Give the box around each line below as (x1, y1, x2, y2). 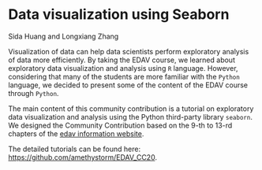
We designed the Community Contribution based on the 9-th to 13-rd (8, 120, 233, 130)
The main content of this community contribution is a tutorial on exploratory (8, 104, 254, 113)
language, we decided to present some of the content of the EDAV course (8, 80, 249, 90)
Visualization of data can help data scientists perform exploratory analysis (8, 46, 249, 56)
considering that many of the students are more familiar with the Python (8, 72, 241, 81)
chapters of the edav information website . (8, 128, 144, 139)
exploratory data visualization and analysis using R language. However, (8, 63, 238, 72)
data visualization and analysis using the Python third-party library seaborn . (8, 112, 253, 121)
